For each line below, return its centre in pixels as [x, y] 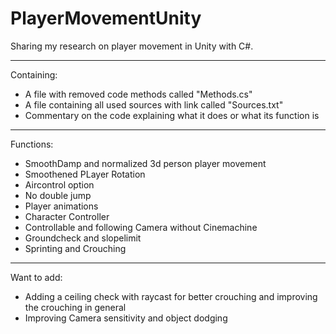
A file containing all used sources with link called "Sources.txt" [154, 104]
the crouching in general [75, 307]
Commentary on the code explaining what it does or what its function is [172, 115]
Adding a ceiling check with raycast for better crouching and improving [171, 296]
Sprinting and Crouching [75, 248]
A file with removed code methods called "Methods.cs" [138, 94]
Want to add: [36, 277]
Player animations [61, 206]
